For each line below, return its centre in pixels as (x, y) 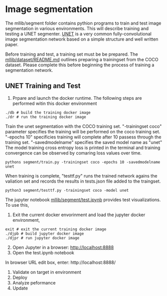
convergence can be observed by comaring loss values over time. (73, 153)
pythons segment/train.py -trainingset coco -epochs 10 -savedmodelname (83, 162)
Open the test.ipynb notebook (43, 252)
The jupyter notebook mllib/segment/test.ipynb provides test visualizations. (83, 200)
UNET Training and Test (43, 86)
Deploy (20, 277)
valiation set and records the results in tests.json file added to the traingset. (83, 181)
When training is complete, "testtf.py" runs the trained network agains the (81, 176)
